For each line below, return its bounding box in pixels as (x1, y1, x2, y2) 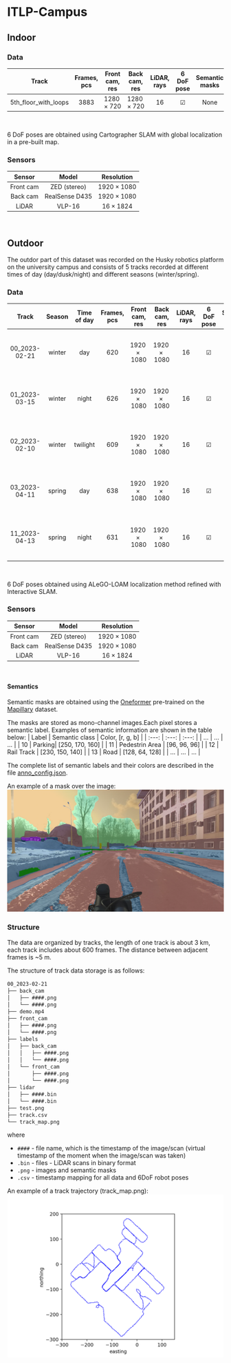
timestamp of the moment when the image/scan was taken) (16, 1151, 186, 1160)
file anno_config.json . (7, 768, 68, 777)
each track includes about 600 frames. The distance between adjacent (7, 946, 208, 954)
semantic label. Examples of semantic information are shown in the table (7, 726, 212, 734)
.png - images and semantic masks (16, 1166, 117, 1174)
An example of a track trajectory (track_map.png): (7, 1186, 149, 1195)
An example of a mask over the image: (7, 782, 116, 790)
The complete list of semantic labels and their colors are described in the (7, 761, 214, 769)
